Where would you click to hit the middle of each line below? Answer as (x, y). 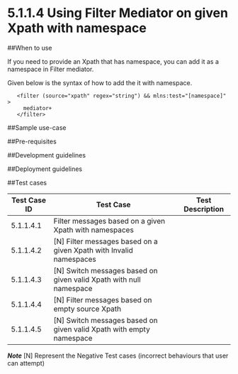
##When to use (30, 48)
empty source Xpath (87, 309)
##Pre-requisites (32, 141)
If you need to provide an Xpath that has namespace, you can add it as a (113, 61)
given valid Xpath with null (97, 280)
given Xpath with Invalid (93, 250)
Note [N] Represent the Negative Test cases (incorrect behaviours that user (118, 356)
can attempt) (26, 363)
